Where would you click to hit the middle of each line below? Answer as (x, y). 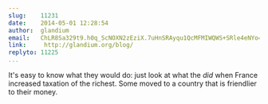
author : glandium (39, 30)
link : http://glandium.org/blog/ (71, 45)
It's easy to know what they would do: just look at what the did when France (133, 75)
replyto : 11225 (33, 52)
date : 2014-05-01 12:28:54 (59, 23)
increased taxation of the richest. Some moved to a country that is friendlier (133, 83)
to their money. (33, 92)
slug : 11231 (33, 15)
